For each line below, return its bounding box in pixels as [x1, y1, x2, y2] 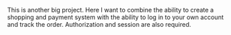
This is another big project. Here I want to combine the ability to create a [7, 6, 214, 14]
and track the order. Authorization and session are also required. [7, 21, 191, 28]
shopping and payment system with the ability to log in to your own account [7, 13, 224, 21]
